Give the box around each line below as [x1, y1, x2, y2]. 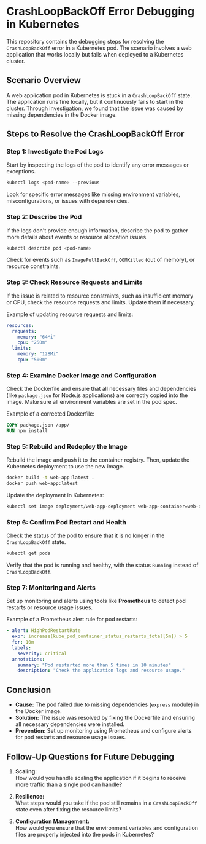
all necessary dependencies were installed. [15, 720, 125, 728]
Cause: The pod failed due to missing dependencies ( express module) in [15, 701, 199, 708]
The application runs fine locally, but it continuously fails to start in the [6, 98, 184, 105]
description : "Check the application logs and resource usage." [17, 668, 185, 674]
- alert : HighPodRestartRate [6, 628, 81, 634]
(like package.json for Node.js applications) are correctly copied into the [6, 392, 188, 399]
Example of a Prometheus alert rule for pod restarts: [6, 616, 138, 623]
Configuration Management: [15, 818, 90, 825]
